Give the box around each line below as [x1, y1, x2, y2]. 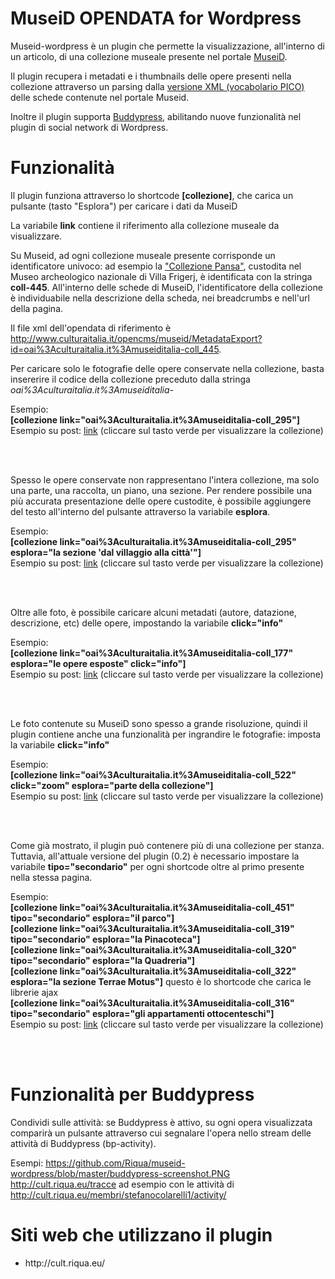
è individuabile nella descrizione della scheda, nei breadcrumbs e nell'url [10, 292, 311, 304]
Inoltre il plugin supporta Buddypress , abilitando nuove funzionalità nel [10, 110, 302, 122]
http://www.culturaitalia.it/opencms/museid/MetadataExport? [10, 332, 263, 344]
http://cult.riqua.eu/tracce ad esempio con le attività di [10, 1178, 235, 1190]
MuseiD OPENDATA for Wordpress [10, 7, 302, 30]
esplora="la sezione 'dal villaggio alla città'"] [10, 546, 202, 558]
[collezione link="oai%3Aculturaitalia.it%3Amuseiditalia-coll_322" [10, 965, 297, 977]
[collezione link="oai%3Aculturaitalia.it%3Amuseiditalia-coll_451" [10, 901, 295, 913]
